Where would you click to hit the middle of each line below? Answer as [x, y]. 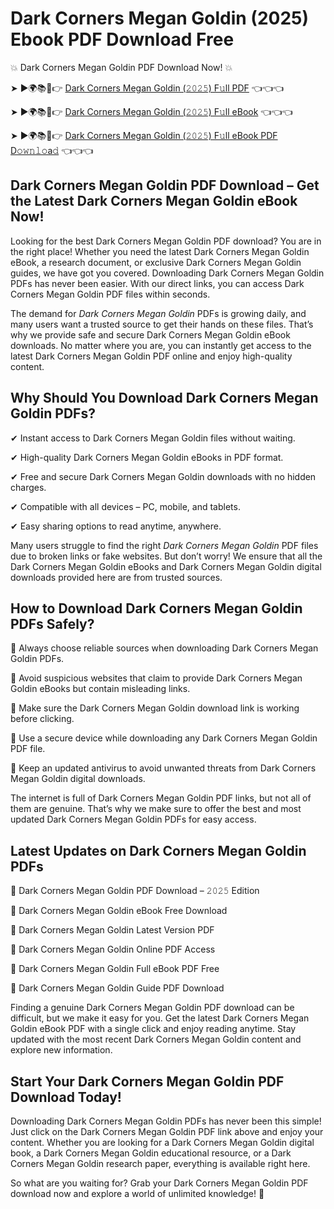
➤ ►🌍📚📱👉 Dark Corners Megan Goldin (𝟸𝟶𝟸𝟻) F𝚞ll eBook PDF [144, 135]
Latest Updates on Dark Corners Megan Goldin [158, 850]
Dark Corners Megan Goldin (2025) [160, 18]
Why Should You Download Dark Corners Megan [164, 398]
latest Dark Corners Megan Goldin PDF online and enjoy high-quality [151, 356]
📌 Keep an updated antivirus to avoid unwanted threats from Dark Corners [163, 768]
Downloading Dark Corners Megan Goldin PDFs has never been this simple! [166, 1121]
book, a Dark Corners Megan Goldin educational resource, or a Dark [151, 1153]
